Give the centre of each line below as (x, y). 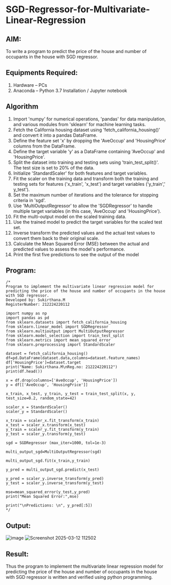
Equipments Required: (42, 73)
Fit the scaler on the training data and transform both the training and (85, 178)
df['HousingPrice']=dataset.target (44, 363)
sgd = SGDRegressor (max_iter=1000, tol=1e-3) (56, 443)
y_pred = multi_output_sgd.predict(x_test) (53, 470)
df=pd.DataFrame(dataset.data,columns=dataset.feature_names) (73, 358)
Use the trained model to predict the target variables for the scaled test (88, 222)
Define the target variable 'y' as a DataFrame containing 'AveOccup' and (89, 151)
